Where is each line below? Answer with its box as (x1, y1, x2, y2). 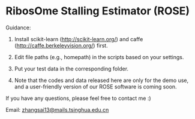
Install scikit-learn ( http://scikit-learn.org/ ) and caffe (14, 35, 143, 42)
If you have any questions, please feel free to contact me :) (5, 94, 151, 102)
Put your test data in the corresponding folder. (14, 65, 129, 72)
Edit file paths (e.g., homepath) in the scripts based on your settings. (14, 53, 184, 60)
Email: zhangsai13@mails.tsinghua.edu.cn (5, 106, 109, 113)
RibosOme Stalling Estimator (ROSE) (5, 4, 190, 18)
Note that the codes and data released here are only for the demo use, (14, 77, 189, 84)
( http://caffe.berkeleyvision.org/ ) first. (14, 42, 109, 49)
